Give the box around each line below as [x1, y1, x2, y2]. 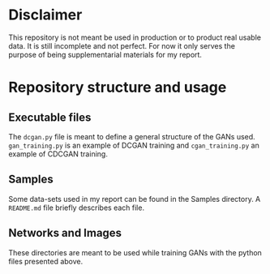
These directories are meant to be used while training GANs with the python [8, 247, 262, 257]
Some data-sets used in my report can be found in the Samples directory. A [8, 194, 261, 203]
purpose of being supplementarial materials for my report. [8, 49, 203, 59]
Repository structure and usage [8, 79, 227, 96]
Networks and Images [8, 226, 122, 240]
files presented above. [8, 256, 84, 266]
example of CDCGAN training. [8, 148, 108, 159]
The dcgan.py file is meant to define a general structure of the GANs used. [8, 131, 255, 141]
